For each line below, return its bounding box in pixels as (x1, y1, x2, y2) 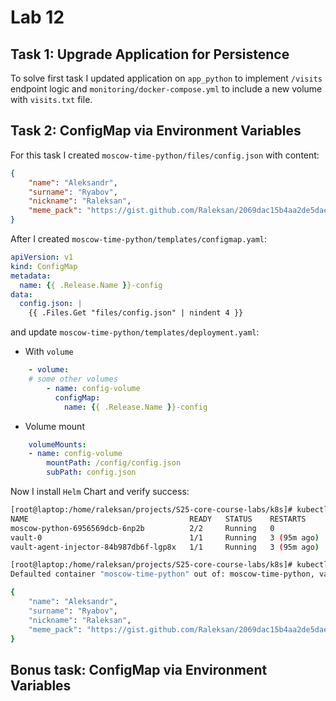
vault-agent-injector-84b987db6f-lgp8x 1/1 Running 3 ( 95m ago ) (10, 542, 320, 552)
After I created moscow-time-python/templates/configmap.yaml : (10, 233, 268, 245)
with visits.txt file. (10, 94, 93, 105)
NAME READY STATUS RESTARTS (10, 514, 307, 524)
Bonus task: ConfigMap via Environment (10, 661, 268, 678)
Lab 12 (10, 6, 65, 29)
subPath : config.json (46, 467, 137, 478)
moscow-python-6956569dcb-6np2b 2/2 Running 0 (10, 523, 275, 533)
